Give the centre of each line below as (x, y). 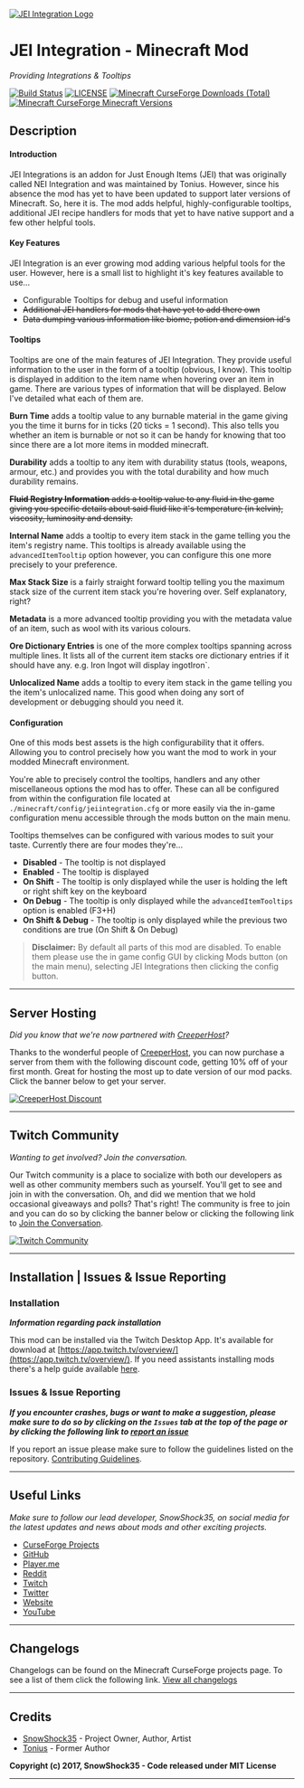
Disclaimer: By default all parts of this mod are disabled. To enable (157, 947)
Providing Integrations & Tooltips (70, 75)
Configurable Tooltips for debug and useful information (125, 299)
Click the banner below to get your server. (88, 1081)
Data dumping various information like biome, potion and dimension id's (157, 319)
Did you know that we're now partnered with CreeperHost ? (119, 1035)
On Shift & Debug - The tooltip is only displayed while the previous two (155, 920)
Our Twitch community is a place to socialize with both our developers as (146, 1175)
